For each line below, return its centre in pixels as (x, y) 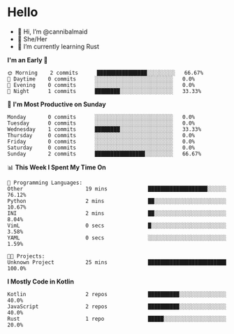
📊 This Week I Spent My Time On (57, 167)
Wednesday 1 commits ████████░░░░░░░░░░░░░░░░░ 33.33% (104, 129)
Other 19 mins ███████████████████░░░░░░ (117, 189)
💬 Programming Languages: (45, 183)
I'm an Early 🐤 (28, 60)
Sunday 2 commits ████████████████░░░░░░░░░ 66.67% (104, 154)
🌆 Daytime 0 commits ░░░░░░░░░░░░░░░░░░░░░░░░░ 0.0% (101, 79)
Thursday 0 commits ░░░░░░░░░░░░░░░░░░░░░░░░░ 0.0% (101, 135)
